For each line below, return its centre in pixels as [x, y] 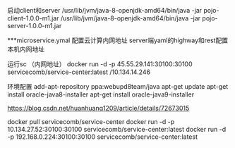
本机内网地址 [26, 49]
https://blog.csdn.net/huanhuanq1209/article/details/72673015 [98, 108]
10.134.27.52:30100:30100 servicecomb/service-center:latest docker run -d [117, 129]
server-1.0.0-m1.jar [35, 26]
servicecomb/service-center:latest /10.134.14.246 [79, 72]
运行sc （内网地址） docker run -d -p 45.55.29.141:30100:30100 [100, 64]
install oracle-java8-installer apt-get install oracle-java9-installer [101, 94]
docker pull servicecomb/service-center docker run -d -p [91, 122]
